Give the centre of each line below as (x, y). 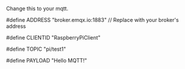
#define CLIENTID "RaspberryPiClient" (53, 37)
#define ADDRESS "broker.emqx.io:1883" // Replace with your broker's (92, 20)
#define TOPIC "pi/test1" (36, 49)
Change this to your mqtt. (37, 9)
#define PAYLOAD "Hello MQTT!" (47, 60)
